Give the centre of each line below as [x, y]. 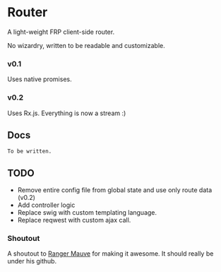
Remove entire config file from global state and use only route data [115, 190]
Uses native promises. [40, 79]
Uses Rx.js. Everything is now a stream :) [67, 113]
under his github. [32, 261]
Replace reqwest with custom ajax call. [74, 220]
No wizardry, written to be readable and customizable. [86, 45]
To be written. [30, 152]
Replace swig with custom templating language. [87, 213]
